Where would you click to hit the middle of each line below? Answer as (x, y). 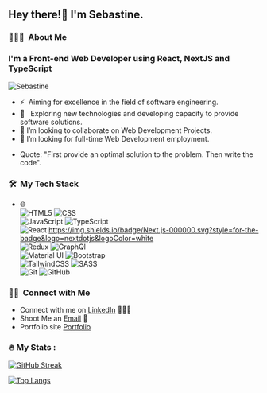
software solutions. (51, 122)
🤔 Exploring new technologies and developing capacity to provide (129, 113)
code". (31, 162)
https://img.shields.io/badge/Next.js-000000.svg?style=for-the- (154, 230)
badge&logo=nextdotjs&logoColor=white (87, 238)
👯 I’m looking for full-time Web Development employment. (114, 138)
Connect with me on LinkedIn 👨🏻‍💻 (75, 310)
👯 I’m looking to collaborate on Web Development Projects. (116, 130)
